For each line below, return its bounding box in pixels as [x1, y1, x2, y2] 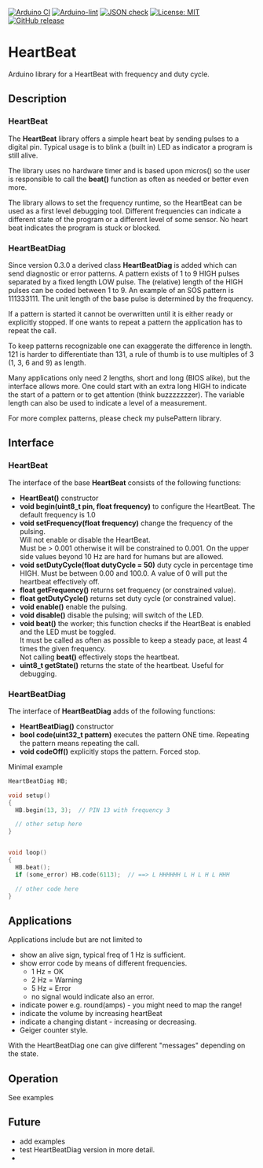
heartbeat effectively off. [19, 577, 100, 586]
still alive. [8, 150, 38, 160]
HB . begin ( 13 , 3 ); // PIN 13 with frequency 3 [15, 806, 170, 814]
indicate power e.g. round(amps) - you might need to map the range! [19, 1000, 243, 1010]
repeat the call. [8, 325, 57, 335]
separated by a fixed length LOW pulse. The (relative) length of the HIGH [8, 276, 243, 287]
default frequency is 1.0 [19, 510, 96, 519]
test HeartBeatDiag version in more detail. [19, 1144, 155, 1154]
